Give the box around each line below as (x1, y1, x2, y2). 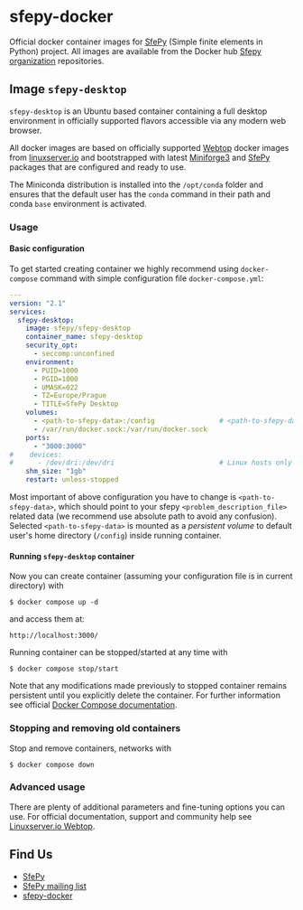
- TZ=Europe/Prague (32, 391, 106, 400)
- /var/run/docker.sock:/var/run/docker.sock (32, 425, 207, 434)
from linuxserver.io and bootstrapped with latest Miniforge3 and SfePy (9, 152, 271, 163)
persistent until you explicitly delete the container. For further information (9, 690, 281, 701)
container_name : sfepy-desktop (25, 333, 143, 342)
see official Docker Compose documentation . (9, 699, 178, 710)
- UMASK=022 (32, 382, 78, 392)
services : (9, 307, 47, 316)
